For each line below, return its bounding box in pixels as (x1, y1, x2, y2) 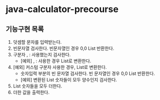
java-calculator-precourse (6, 4, 119, 15)
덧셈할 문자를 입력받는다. (13, 39, 62, 45)
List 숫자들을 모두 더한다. (13, 83, 62, 89)
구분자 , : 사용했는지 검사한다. (13, 52, 71, 57)
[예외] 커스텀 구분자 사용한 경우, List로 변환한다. (13, 64, 107, 70)
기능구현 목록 (6, 25, 44, 33)
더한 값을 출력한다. (13, 89, 50, 95)
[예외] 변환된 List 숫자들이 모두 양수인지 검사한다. (20, 77, 117, 82)
